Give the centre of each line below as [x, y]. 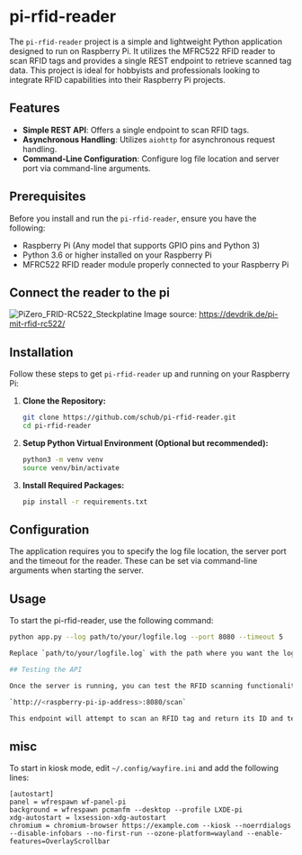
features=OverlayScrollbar [60, 841]
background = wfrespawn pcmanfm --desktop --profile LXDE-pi [126, 810]
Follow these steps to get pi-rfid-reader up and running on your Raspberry [150, 374]
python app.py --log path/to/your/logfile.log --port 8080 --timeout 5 [146, 637]
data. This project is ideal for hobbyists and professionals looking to [135, 70]
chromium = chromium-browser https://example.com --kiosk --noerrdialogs [151, 826]
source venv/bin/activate [71, 468]
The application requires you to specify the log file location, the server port [148, 551]
